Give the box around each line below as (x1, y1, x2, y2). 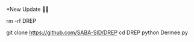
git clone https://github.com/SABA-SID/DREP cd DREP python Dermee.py (6, 29, 189, 36)
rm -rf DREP (6, 17, 37, 24)
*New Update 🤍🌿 (6, 6, 49, 13)
